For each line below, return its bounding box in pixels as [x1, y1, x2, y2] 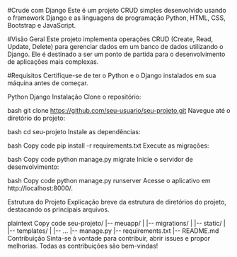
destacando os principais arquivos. [7, 205, 110, 214]
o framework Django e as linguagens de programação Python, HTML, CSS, [7, 13, 226, 22]
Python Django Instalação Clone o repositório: [7, 92, 141, 101]
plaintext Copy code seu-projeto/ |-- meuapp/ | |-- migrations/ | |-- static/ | [7, 219, 226, 227]
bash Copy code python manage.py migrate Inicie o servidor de [7, 155, 193, 163]
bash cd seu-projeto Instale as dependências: [7, 128, 141, 136]
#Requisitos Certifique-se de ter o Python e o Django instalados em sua [7, 71, 216, 80]
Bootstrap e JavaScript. [7, 21, 76, 29]
